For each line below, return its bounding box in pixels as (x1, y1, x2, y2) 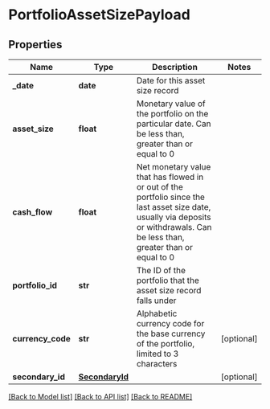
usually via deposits (136, 211, 211, 223)
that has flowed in (136, 171, 204, 182)
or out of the (136, 182, 183, 192)
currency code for (136, 318, 205, 329)
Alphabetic (136, 308, 178, 319)
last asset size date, (136, 202, 211, 212)
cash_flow (12, 207, 53, 218)
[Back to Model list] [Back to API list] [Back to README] (8, 392, 193, 401)
